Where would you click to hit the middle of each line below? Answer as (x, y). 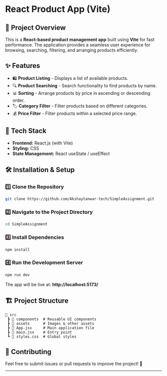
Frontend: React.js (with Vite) (42, 143)
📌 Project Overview (36, 28)
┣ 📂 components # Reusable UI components (52, 319)
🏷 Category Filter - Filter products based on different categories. (80, 106)
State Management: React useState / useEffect (61, 154)
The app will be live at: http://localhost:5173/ (52, 284)
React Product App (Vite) (58, 9)
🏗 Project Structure (37, 301)
